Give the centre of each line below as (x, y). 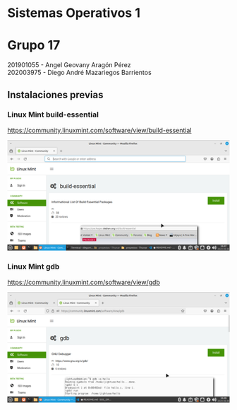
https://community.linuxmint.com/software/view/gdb (84, 282)
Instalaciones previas (55, 94)
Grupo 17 (34, 46)
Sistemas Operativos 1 (74, 13)
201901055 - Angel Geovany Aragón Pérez (69, 65)
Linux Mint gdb (34, 266)
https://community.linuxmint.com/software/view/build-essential (99, 130)
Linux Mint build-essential (53, 115)
